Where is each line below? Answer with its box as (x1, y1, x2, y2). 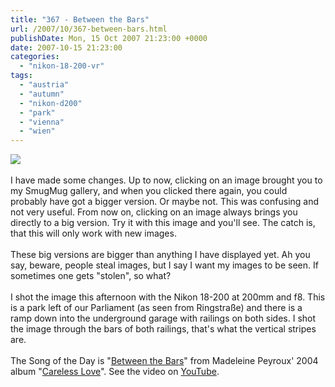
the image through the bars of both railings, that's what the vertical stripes (10, 323, 317, 335)
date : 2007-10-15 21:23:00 (10, 42, 123, 53)
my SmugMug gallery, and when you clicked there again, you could (10, 185, 288, 197)
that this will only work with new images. (10, 227, 177, 240)
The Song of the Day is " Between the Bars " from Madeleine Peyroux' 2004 (10, 355, 319, 367)
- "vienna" (19, 117, 65, 127)
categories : (10, 52, 60, 62)
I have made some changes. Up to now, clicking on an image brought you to (10, 174, 323, 186)
